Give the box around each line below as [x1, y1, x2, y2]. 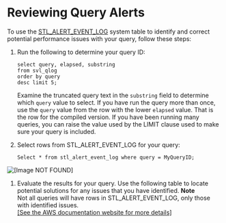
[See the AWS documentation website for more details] [16, 208, 172, 216]
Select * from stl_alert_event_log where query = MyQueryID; [16, 154, 195, 161]
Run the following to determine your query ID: [16, 48, 145, 56]
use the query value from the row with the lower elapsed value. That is [16, 105, 214, 114]
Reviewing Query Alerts [7, 5, 145, 21]
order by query [16, 73, 61, 80]
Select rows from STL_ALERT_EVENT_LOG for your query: [16, 140, 181, 148]
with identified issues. [16, 200, 79, 209]
